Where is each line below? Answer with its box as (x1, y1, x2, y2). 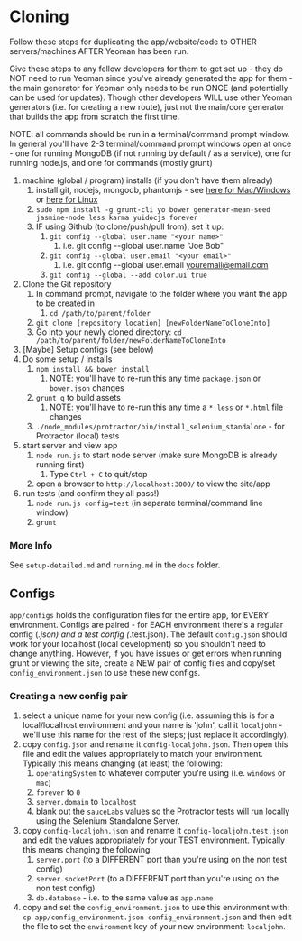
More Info (9, 539, 53, 551)
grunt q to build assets (35, 392, 122, 402)
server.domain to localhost (35, 797, 137, 807)
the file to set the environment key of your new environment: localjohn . (22, 921, 286, 932)
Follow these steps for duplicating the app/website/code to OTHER (9, 36, 257, 47)
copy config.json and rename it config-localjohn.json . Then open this (22, 739, 288, 750)
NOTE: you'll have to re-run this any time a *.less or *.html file (49, 401, 284, 412)
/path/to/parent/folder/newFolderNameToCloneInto (35, 336, 227, 345)
